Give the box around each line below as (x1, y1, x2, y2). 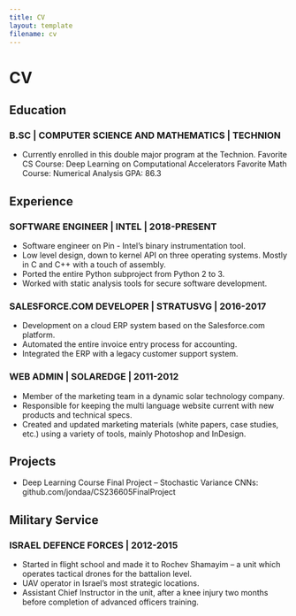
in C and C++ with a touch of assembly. (21, 258, 166, 270)
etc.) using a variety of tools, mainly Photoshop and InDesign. (21, 428, 247, 439)
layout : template (9, 21, 73, 30)
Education (9, 103, 67, 118)
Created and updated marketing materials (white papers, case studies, (21, 419, 279, 429)
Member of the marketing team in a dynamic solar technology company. (21, 390, 285, 401)
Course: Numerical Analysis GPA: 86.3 (21, 168, 162, 179)
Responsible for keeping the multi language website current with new (21, 400, 275, 411)
